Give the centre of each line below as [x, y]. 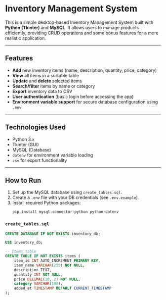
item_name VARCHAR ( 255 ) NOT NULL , [49, 265]
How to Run [23, 180]
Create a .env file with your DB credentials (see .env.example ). [76, 198]
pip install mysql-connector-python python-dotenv [65, 212]
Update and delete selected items [47, 81]
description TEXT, [33, 270]
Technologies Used [35, 127]
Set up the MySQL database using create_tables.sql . [67, 192]
